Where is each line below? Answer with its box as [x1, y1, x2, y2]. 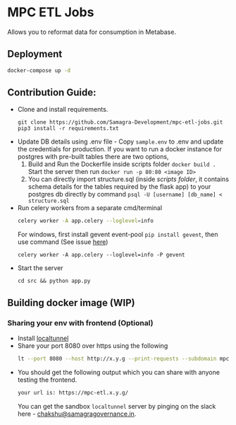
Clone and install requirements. [17, 105, 108, 114]
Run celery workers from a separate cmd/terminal [17, 204, 163, 212]
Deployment [7, 48, 63, 60]
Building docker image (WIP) [7, 296, 135, 308]
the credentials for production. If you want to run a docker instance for [17, 145, 222, 153]
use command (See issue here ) [17, 238, 108, 246]
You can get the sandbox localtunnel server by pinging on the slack [17, 402, 216, 410]
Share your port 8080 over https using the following [17, 342, 168, 350]
